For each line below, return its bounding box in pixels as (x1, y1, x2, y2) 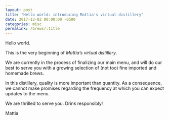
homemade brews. (5, 70, 45, 76)
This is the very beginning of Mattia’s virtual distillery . (5, 50, 117, 56)
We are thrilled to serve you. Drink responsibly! (5, 100, 103, 106)
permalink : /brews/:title (5, 26, 60, 31)
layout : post (5, 7, 33, 13)
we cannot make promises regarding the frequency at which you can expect (5, 85, 164, 91)
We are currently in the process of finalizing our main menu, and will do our (5, 59, 162, 66)
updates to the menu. (5, 91, 50, 97)
